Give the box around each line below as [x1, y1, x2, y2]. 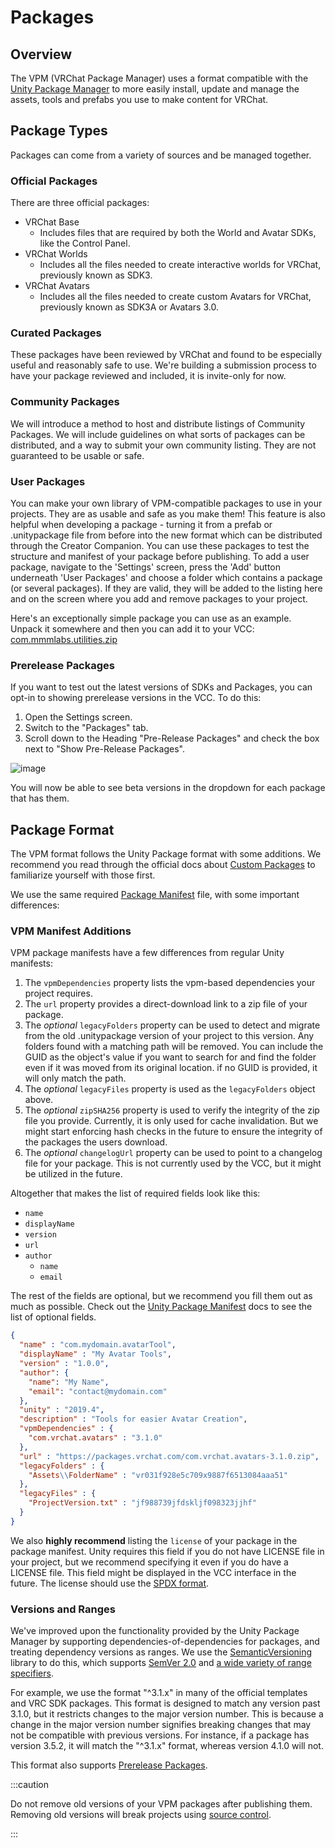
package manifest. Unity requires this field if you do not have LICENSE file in [10, 1545, 325, 1557]
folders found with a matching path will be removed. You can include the [24, 1041, 324, 1053]
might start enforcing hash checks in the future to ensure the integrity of [24, 1126, 323, 1138]
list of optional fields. [10, 1311, 97, 1323]
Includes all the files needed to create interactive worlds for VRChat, [39, 259, 322, 271]
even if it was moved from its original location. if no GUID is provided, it [24, 1062, 318, 1074]
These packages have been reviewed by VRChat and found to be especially [10, 349, 323, 361]
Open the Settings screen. [24, 711, 133, 723]
